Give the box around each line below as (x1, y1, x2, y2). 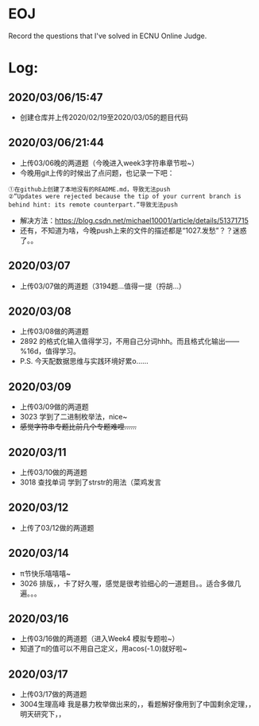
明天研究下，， (19, 709, 66, 719)
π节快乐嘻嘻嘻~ (19, 569, 72, 578)
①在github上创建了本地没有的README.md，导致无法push (8, 185, 171, 193)
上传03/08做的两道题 (19, 326, 89, 336)
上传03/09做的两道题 (19, 402, 89, 411)
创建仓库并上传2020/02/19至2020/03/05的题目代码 (19, 112, 188, 122)
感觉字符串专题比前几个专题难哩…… (19, 422, 137, 431)
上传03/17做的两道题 (19, 689, 87, 699)
